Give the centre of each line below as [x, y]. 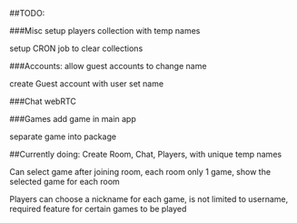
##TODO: [27, 13]
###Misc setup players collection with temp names [105, 30]
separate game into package [63, 137]
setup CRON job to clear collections [76, 48]
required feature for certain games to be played [98, 209]
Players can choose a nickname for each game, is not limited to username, [149, 199]
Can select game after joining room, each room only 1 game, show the [140, 172]
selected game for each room [64, 182]
